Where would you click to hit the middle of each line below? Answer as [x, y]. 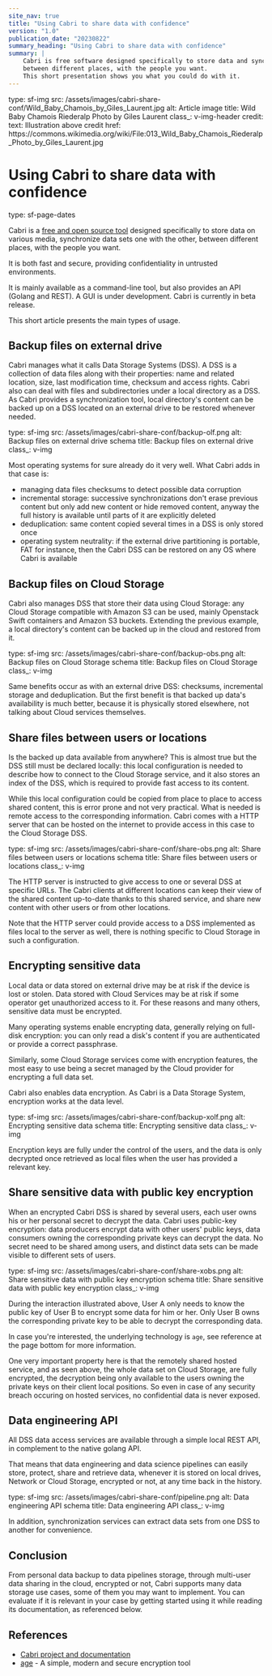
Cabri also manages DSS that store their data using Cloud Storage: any [126, 603]
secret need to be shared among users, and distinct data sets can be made [134, 1246]
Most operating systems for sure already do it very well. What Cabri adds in [134, 466]
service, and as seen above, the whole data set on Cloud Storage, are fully [133, 1369]
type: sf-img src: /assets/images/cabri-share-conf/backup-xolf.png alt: [127, 1117]
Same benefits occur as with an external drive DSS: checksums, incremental [136, 687]
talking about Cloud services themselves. [77, 713]
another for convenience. [51, 1530]
